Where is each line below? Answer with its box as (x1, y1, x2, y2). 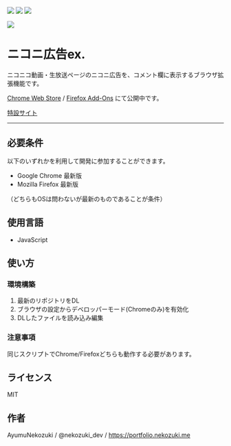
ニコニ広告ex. (7, 47, 86, 62)
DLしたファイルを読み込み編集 (16, 314, 104, 322)
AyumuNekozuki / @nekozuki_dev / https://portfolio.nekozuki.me (7, 431, 191, 439)
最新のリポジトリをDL (16, 296, 80, 305)
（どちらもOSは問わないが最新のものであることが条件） (7, 194, 166, 203)
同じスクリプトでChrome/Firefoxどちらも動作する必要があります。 (7, 349, 196, 358)
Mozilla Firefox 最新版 (16, 180, 79, 188)
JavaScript (16, 235, 48, 244)
